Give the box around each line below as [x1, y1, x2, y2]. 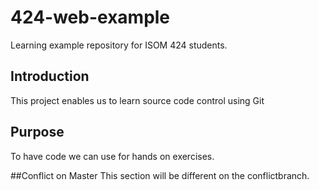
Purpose [10, 124, 65, 141]
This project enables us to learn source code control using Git [10, 94, 265, 106]
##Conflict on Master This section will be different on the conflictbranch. [10, 169, 310, 181]
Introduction [10, 68, 90, 85]
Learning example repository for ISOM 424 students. [10, 39, 228, 51]
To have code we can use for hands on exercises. [10, 150, 215, 162]
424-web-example [10, 6, 171, 29]
